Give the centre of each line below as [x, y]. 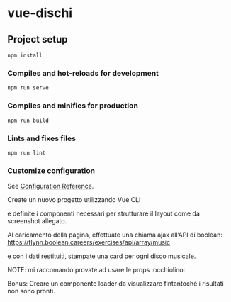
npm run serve [28, 88]
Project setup [38, 39]
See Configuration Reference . [51, 186]
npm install [25, 55]
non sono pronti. [31, 291]
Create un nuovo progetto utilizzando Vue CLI [74, 200]
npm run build [28, 121]
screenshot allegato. [37, 221]
